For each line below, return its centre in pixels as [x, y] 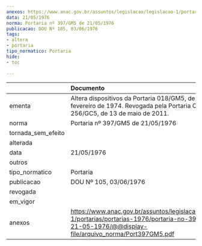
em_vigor [22, 201]
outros [19, 162]
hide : [13, 57]
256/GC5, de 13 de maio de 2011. [120, 113]
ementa [20, 106]
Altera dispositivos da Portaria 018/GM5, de [133, 98]
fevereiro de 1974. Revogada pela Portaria [131, 106]
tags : [13, 34]
